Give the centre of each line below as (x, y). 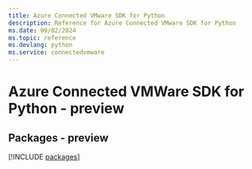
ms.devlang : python (41, 45)
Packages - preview (58, 138)
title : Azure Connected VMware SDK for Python (87, 15)
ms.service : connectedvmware (56, 52)
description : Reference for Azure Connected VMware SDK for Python (122, 23)
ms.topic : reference (43, 38)
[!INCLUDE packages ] (44, 157)
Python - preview (66, 109)
